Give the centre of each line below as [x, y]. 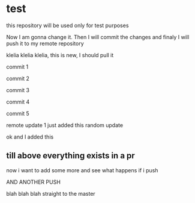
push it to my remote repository [45, 43]
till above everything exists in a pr [70, 156]
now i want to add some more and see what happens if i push [82, 170]
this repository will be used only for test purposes [67, 25]
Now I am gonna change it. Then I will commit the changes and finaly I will [98, 37]
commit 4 [18, 102]
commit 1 [17, 67]
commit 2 [18, 78]
